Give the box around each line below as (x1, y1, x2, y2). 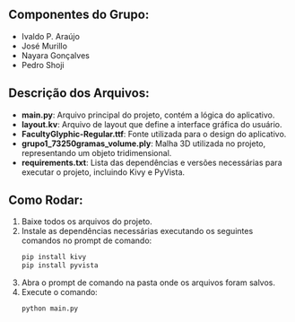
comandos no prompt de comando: (21, 235, 152, 246)
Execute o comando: (21, 287, 98, 298)
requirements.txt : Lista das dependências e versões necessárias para (21, 157, 283, 168)
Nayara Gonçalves (21, 49, 91, 61)
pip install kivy (21, 253, 87, 262)
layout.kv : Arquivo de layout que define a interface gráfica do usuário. (21, 118, 282, 129)
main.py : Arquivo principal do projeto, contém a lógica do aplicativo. (21, 109, 275, 120)
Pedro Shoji (21, 59, 65, 70)
